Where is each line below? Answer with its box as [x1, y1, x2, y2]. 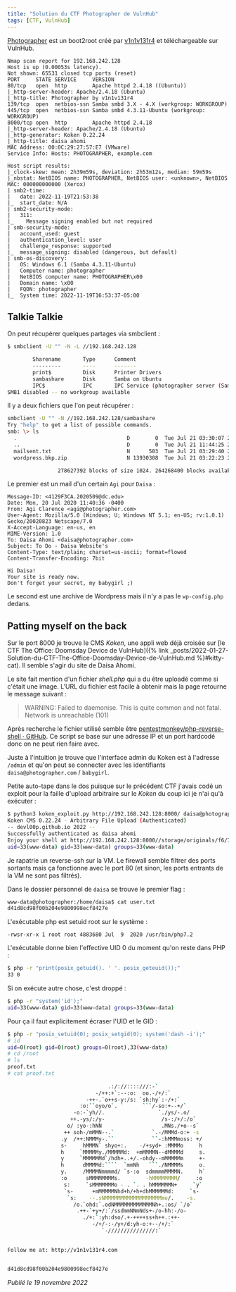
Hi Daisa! [7, 567, 37, 574]
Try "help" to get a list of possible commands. [7, 422, 152, 429]
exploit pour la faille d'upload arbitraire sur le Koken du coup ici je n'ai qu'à [7, 789, 223, 798]
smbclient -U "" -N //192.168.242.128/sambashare [7, 415, 156, 422]
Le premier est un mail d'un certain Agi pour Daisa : [7, 480, 156, 488]
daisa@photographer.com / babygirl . [7, 768, 110, 777]
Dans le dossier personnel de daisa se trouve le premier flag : [7, 885, 185, 893]
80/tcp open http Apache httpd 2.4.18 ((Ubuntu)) [7, 82, 188, 89]
